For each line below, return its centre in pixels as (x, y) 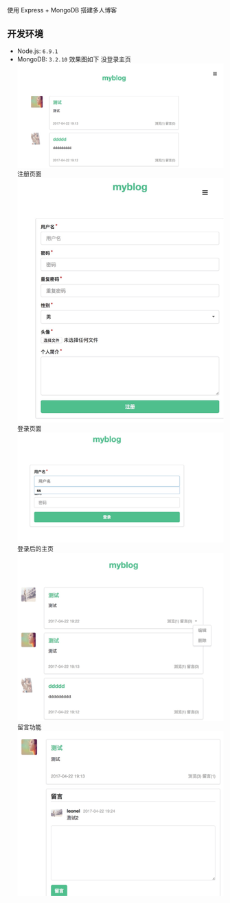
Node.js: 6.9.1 (37, 51)
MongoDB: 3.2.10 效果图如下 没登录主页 (74, 59)
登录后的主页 (35, 548)
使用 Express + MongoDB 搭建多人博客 (62, 10)
